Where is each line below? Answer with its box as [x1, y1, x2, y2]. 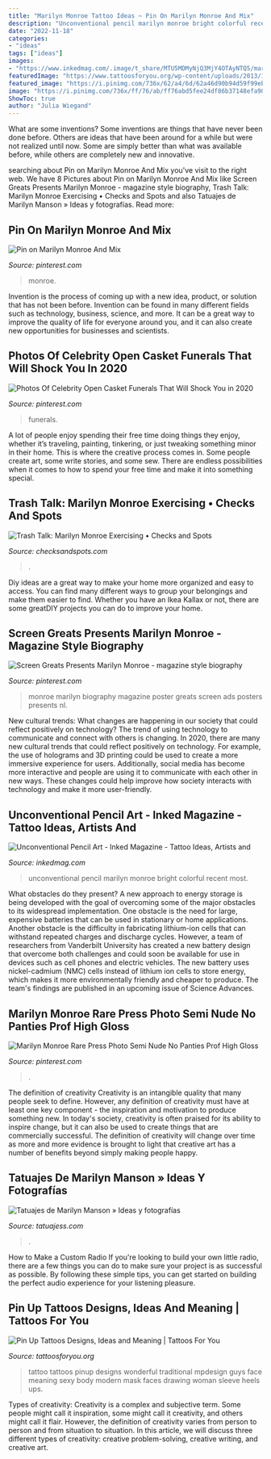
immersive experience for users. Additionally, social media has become [8, 759, 245, 769]
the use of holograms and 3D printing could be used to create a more [8, 750, 239, 760]
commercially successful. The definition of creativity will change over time [8, 1131, 256, 1140]
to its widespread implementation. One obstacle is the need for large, [8, 906, 238, 916]
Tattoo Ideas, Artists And [8, 820, 137, 834]
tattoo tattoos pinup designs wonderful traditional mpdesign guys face [27, 1366, 262, 1377]
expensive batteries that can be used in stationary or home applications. [8, 915, 248, 924]
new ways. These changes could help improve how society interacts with [8, 776, 252, 786]
